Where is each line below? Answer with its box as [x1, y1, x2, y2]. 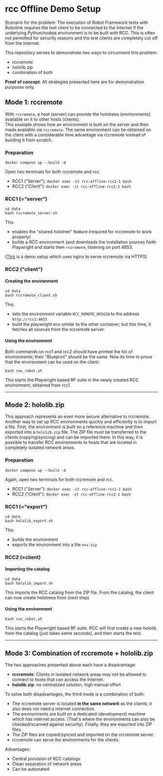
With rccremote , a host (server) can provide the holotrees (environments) [5, 111, 151, 117]
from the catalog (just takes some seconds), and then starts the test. [5, 630, 142, 636]
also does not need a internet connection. [12, 706, 96, 712]
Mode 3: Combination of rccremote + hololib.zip [5, 649, 153, 657]
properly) [12, 234, 31, 240]
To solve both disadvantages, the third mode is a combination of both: [5, 691, 145, 697]
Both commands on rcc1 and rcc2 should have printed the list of [5, 348, 133, 354]
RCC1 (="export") [5, 503, 48, 510]
